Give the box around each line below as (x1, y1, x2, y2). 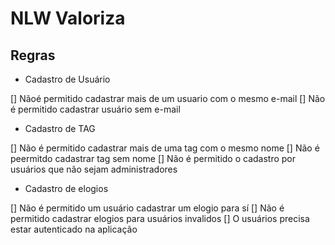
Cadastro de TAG (24, 123, 96, 134)
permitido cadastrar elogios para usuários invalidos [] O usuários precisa (10, 213, 310, 224)
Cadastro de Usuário (24, 73, 111, 85)
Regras (10, 47, 56, 64)
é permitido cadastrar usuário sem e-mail (10, 103, 181, 115)
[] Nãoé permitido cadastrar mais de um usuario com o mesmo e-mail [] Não (10, 93, 326, 104)
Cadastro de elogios (24, 183, 109, 194)
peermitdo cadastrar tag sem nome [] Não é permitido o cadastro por (10, 153, 297, 164)
